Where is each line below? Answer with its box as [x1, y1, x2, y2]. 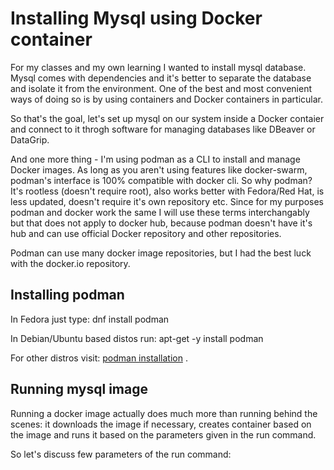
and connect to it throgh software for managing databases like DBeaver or [10, 123, 316, 135]
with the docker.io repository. [10, 257, 131, 269]
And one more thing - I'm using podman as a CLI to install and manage [10, 153, 301, 165]
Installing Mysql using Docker [10, 7, 263, 30]
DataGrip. [10, 133, 50, 146]
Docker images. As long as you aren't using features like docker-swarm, [10, 163, 308, 176]
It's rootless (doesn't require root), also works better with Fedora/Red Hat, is [10, 185, 325, 197]
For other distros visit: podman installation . [10, 352, 188, 364]
